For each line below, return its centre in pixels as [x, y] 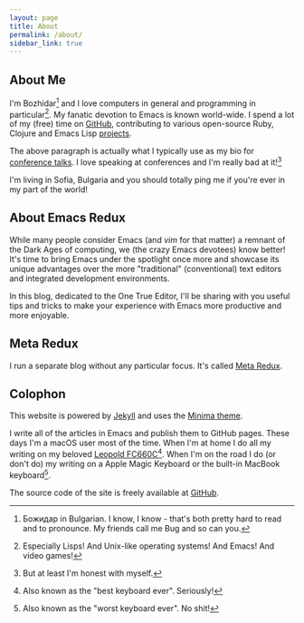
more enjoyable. [39, 315]
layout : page [34, 18]
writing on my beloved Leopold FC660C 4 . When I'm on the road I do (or [143, 453]
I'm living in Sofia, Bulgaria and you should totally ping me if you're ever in [147, 180]
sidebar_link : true [46, 43]
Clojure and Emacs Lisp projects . [71, 133]
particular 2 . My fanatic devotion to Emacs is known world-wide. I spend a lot [152, 113]
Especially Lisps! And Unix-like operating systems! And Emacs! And [148, 546]
